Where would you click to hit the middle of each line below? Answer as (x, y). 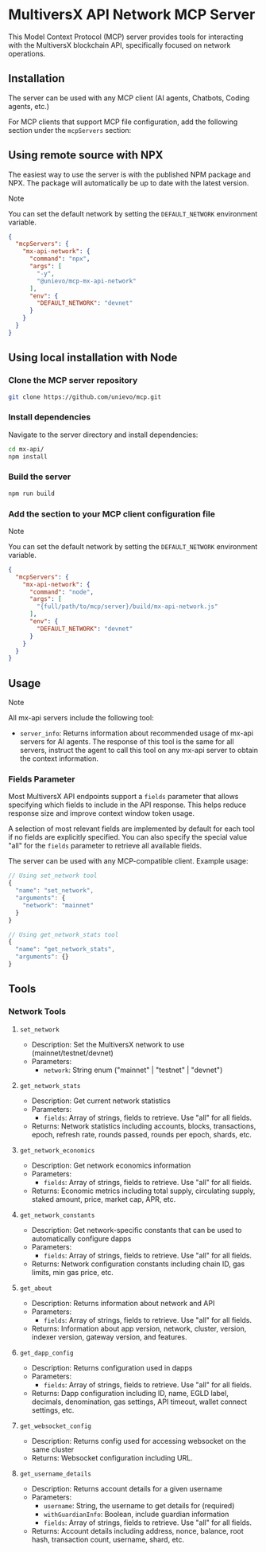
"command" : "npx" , (60, 259)
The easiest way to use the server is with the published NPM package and (130, 174)
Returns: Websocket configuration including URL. (112, 1457)
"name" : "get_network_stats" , (65, 950)
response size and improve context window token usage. (101, 813)
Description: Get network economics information (111, 1165)
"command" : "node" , (61, 592)
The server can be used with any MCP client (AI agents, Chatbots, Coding (129, 98)
